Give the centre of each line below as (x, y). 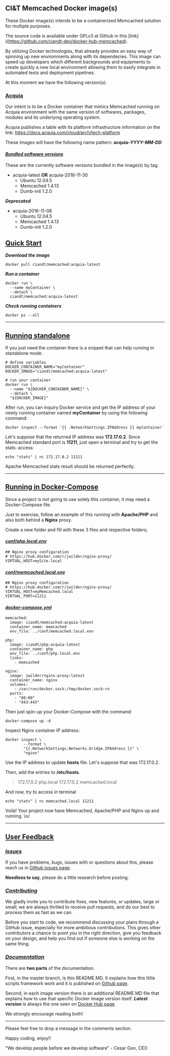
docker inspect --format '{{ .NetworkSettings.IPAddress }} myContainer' (85, 427)
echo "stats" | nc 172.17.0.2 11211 (44, 457)
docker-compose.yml (29, 607)
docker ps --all (22, 315)
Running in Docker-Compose (52, 487)
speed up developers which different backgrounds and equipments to (78, 62)
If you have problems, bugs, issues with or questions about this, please (79, 862)
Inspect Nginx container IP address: (42, 730)
